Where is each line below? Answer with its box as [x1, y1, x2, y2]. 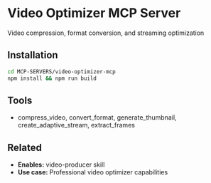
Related [7, 141, 43, 154]
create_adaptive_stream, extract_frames [17, 121, 135, 130]
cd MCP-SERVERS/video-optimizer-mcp [7, 68, 116, 75]
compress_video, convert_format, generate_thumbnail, [17, 113, 177, 122]
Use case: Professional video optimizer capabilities [17, 168, 168, 177]
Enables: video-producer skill [17, 160, 105, 169]
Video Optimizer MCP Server [7, 5, 181, 21]
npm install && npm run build [7, 75, 97, 82]
